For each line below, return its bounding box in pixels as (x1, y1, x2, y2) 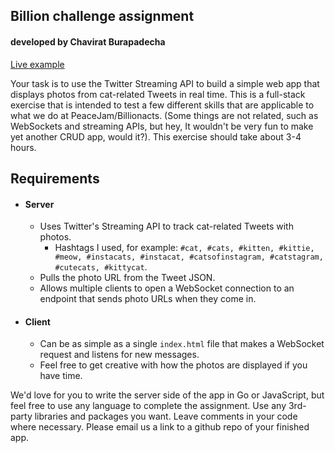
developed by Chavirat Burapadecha (10, 35, 166, 48)
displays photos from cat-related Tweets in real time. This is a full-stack (10, 88, 306, 100)
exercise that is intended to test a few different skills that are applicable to (10, 99, 315, 111)
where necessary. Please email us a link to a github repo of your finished (10, 421, 310, 433)
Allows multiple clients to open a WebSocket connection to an (39, 282, 295, 294)
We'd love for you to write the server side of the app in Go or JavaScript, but (10, 389, 325, 401)
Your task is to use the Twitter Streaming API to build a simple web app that (10, 77, 320, 89)
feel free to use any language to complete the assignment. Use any (10, 400, 287, 412)
